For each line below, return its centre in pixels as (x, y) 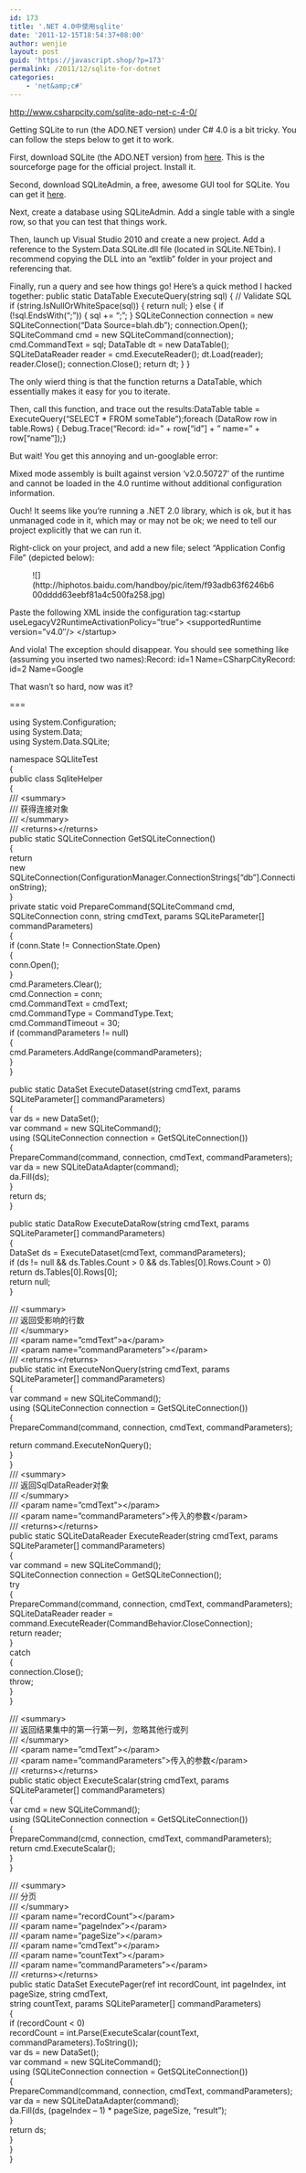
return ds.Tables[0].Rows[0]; (63, 1272)
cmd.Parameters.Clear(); (56, 984)
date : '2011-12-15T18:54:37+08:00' (77, 35)
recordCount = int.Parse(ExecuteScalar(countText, (104, 2032)
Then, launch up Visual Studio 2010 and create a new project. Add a (137, 239)
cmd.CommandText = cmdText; (69, 1003)
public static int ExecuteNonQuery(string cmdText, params (120, 1369)
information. (32, 493)
